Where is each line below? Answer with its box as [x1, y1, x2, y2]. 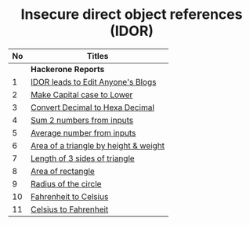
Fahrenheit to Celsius [31, 191, 109, 201]
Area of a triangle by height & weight [31, 140, 165, 151]
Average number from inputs [31, 127, 136, 138]
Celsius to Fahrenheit [31, 204, 109, 215]
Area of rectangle [31, 165, 96, 176]
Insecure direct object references [20, 5, 243, 24]
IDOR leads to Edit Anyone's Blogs [31, 76, 157, 87]
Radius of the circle [31, 178, 102, 189]
